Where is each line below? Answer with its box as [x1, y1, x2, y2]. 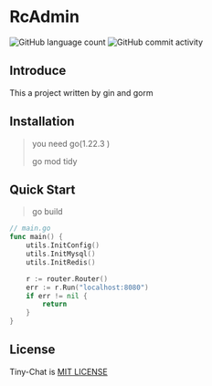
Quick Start [9, 182, 76, 197]
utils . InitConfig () [26, 241, 101, 250]
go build [31, 206, 63, 217]
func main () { [9, 233, 64, 242]
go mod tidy [31, 155, 78, 166]
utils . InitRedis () [26, 257, 96, 266]
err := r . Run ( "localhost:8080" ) [26, 283, 149, 292]
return [42, 299, 68, 309]
